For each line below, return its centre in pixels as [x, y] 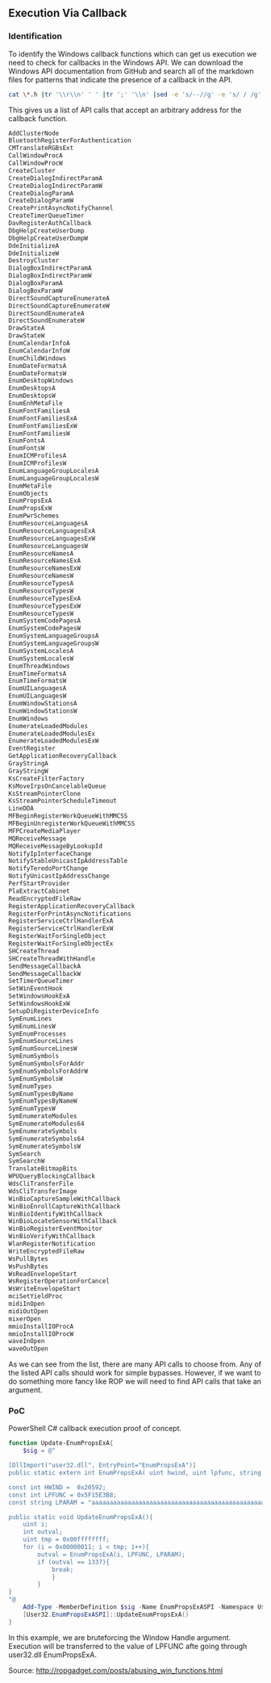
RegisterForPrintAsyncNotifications [70, 914]
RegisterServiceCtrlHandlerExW [61, 929]
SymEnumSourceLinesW [43, 1049]
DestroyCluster [34, 261]
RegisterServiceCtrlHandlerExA [61, 921]
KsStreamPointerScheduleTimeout [63, 801]
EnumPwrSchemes [34, 516]
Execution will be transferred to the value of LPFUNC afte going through [128, 1646]
